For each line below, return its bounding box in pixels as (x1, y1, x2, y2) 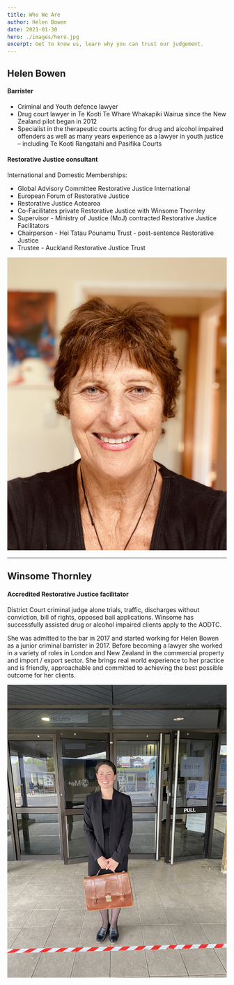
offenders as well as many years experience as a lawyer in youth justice (17, 132, 224, 140)
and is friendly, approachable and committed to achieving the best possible (7, 663, 224, 672)
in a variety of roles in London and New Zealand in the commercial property (7, 648, 224, 657)
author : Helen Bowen (7, 18, 68, 26)
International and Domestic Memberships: (7, 171, 127, 179)
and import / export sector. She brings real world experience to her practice (7, 656, 224, 664)
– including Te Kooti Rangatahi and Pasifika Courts (17, 139, 162, 148)
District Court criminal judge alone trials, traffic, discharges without (7, 605, 200, 613)
